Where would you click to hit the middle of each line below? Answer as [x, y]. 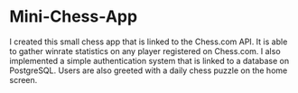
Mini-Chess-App [74, 17]
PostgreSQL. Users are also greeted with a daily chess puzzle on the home [149, 70]
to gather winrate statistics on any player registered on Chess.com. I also [145, 51]
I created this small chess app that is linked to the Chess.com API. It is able [149, 42]
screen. [23, 79]
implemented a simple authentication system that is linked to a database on [149, 60]
